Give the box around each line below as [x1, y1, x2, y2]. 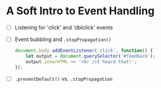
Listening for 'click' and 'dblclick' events [14, 24, 114, 31]
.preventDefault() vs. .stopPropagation [14, 75, 113, 82]
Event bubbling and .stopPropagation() [14, 36, 111, 43]
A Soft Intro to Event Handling [6, 4, 155, 18]
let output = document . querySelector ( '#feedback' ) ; [25, 53, 156, 59]
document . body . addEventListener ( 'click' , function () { [14, 48, 153, 54]
